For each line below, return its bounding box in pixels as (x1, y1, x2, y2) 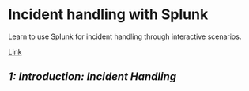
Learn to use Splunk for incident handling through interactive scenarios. (8, 32, 242, 41)
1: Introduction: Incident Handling (8, 70, 177, 84)
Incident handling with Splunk (8, 6, 209, 24)
